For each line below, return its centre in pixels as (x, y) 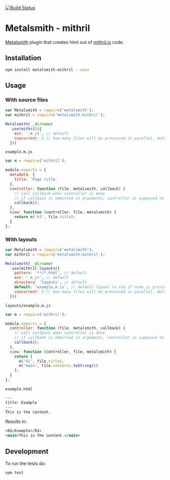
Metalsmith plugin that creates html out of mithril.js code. (65, 42)
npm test (14, 473)
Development (27, 451)
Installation (23, 58)
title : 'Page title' (36, 179)
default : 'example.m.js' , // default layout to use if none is (82, 287)
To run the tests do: (26, 464)
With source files (27, 100)
